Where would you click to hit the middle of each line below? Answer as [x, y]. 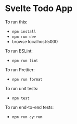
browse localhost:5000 [35, 41]
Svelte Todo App [39, 8]
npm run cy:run [27, 117]
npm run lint [25, 61]
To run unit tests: [22, 88]
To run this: [16, 22]
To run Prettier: [20, 70]
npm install [24, 31]
